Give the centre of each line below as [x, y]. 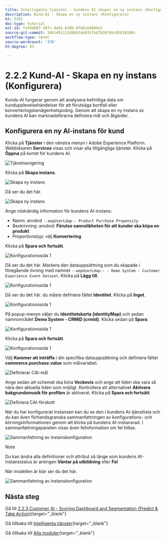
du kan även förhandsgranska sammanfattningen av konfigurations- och [79, 417]
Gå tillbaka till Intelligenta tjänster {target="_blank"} [57, 524]
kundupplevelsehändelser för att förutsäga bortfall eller [61, 105]
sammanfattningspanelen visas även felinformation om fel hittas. [71, 428]
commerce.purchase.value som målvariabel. [51, 363]
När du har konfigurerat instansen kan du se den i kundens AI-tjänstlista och [83, 412]
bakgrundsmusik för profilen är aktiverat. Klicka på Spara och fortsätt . [78, 393]
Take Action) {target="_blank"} [36, 514]
